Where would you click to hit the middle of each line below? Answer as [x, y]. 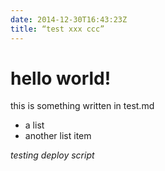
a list [34, 125]
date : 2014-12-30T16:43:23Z [69, 19]
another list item [58, 136]
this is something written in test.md [82, 106]
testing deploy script [52, 155]
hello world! [61, 78]
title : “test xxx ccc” [57, 29]
